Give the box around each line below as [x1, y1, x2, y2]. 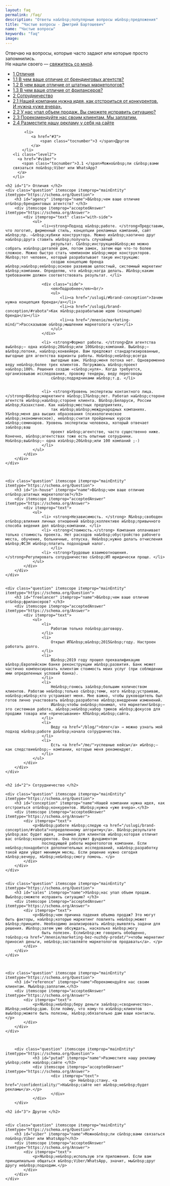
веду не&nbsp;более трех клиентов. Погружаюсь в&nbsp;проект [5, 362, 138, 367]
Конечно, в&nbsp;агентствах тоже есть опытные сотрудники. [5, 434, 133, 439]
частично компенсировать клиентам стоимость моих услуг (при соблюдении [5, 666, 163, 671]
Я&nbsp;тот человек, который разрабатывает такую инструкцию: [5, 255, 140, 260]
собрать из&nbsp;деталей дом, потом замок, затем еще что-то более [5, 246, 152, 251]
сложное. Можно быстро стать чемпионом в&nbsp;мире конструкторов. [5, 250, 152, 256]
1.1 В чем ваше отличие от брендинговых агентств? [12, 76, 124, 82]
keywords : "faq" [5, 31, 40, 36]
